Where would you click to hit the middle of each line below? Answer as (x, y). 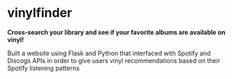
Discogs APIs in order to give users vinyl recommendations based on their (114, 60)
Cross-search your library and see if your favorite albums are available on (116, 32)
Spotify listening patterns (44, 68)
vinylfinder (39, 13)
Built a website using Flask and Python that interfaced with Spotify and (109, 53)
